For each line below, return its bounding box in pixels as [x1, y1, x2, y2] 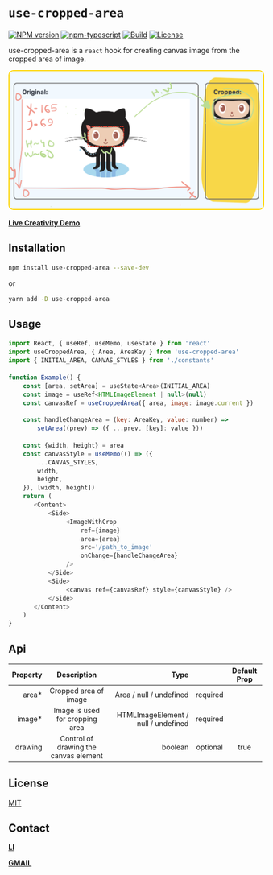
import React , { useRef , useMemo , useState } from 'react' [8, 340, 211, 348]
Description [56, 670, 97, 679]
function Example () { [8, 374, 81, 382]
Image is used [53, 706, 101, 716]
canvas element [50, 751, 103, 761]
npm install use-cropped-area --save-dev [8, 263, 150, 272]
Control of [60, 734, 94, 744]
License [8, 777, 49, 790]
